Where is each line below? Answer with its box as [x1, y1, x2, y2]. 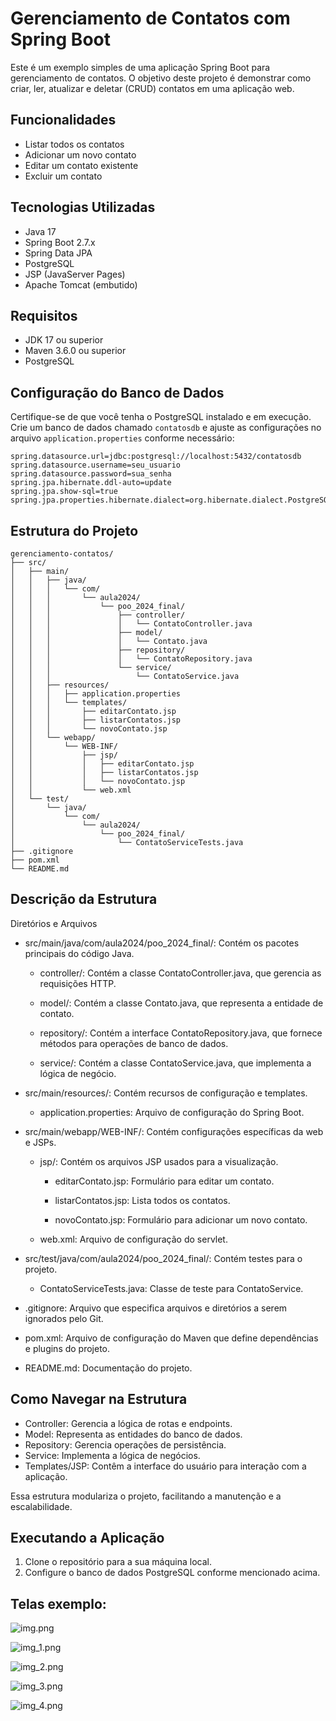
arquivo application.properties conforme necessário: [10, 432, 235, 444]
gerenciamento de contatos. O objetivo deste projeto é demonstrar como [10, 72, 312, 84]
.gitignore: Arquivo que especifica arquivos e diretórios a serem [24, 1302, 288, 1314]
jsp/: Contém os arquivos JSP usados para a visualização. [39, 1155, 279, 1167]
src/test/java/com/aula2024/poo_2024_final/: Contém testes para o [24, 1252, 303, 1264]
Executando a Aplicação [10, 1530, 165, 1547]
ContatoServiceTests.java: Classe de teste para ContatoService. [39, 1282, 304, 1294]
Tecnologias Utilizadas [10, 199, 156, 216]
